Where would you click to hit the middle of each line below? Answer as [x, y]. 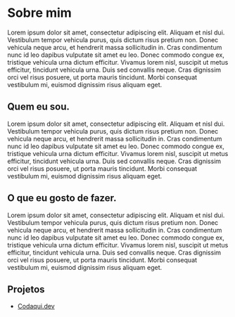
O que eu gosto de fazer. [62, 198]
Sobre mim [39, 13]
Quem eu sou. [39, 107]
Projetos [26, 289]
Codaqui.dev [36, 306]
